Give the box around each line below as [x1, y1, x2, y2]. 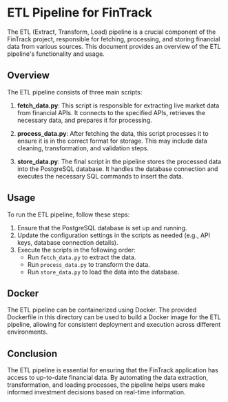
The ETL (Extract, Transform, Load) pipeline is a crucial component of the [7, 28, 216, 36]
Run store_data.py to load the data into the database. [27, 268, 180, 276]
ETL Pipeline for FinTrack [7, 5, 153, 21]
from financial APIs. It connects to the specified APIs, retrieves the [17, 108, 206, 117]
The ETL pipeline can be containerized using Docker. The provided [7, 305, 197, 314]
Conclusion [7, 348, 58, 359]
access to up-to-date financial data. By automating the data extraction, [7, 374, 209, 382]
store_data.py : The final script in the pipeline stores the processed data [17, 157, 222, 165]
